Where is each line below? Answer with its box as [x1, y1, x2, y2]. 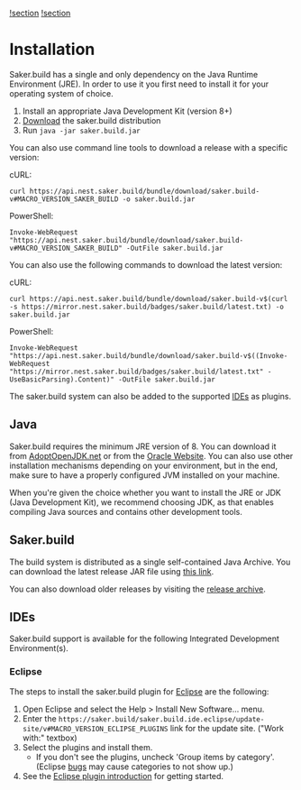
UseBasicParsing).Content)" [9, 374, 115, 384]
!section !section [9, 8, 71, 18]
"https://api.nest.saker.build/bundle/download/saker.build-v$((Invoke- [9, 351, 288, 360]
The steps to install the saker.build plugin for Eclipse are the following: [9, 685, 269, 697]
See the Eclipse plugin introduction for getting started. [22, 770, 223, 781]
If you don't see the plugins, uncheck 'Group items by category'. [35, 751, 275, 762]
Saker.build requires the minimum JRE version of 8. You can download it [9, 441, 277, 452]
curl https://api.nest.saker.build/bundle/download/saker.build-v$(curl [9, 294, 288, 303]
